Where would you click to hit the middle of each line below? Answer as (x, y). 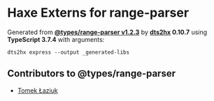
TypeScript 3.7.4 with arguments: (56, 39)
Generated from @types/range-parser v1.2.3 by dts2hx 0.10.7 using (107, 32)
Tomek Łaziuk (37, 90)
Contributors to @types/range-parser (92, 73)
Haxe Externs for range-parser (98, 13)
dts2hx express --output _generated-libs (69, 52)
